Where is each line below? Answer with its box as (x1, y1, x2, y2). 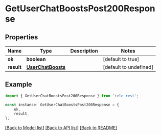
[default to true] (102, 56, 139, 62)
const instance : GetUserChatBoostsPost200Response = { (5, 102, 119, 107)
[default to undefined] (102, 64, 154, 70)
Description (70, 48, 98, 54)
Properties (5, 33, 38, 41)
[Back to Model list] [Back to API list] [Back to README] (5, 125, 117, 131)
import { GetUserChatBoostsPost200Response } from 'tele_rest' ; (5, 93, 139, 98)
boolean (26, 56, 46, 62)
